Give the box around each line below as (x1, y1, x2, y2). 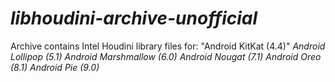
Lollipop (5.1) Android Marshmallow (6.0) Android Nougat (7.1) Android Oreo (10, 50, 322, 62)
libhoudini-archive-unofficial (10, 7, 258, 30)
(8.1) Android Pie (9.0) (10, 61, 100, 73)
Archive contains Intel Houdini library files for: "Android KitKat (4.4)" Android (10, 40, 326, 52)
